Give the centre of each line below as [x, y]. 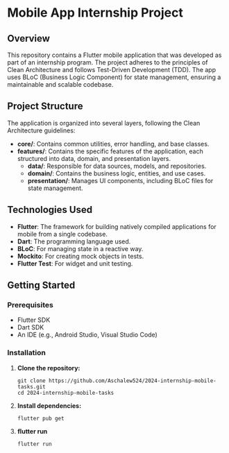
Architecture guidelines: [41, 130]
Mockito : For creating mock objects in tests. [80, 256]
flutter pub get [41, 418]
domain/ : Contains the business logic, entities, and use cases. [117, 173]
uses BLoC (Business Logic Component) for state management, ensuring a [114, 77]
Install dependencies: [49, 405]
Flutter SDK [34, 320]
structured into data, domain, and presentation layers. [94, 158]
